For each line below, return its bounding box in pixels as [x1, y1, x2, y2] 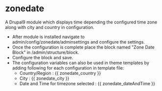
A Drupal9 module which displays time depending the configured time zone [5, 19, 158, 25]
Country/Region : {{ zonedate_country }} [19, 70, 101, 76]
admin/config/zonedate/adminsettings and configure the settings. [12, 39, 145, 45]
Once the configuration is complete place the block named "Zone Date [12, 44, 155, 50]
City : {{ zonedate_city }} [19, 75, 69, 81]
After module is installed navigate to [12, 34, 85, 40]
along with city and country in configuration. [5, 24, 94, 30]
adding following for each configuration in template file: [12, 65, 124, 71]
